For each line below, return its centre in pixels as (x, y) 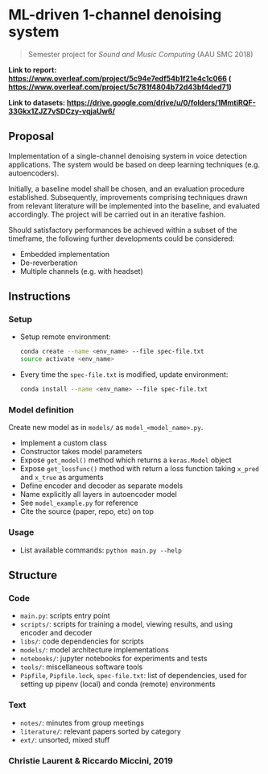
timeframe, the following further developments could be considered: (122, 238)
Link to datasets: (37, 102)
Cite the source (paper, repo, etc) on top (87, 511)
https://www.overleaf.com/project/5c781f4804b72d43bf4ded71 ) (120, 87)
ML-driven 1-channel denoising (115, 15)
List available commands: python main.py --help (101, 550)
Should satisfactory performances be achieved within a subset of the (123, 230)
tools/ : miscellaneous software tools (81, 667)
